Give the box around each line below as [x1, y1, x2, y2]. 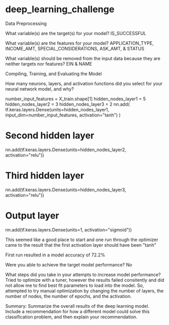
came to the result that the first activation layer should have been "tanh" [5, 242, 157, 248]
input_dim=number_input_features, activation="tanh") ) [5, 112, 121, 118]
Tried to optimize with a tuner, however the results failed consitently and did [5, 277, 164, 283]
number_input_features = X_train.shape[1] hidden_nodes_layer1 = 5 [5, 96, 146, 102]
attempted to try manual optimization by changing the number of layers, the [5, 287, 164, 293]
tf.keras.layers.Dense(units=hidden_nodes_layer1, [5, 106, 109, 112]
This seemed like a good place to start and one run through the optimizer [5, 237, 159, 243]
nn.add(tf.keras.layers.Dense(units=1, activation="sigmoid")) [5, 226, 132, 232]
